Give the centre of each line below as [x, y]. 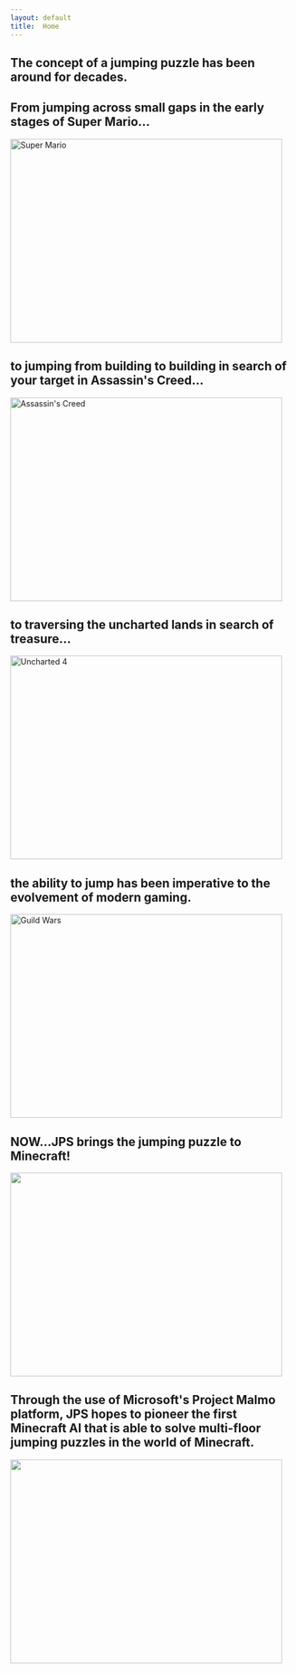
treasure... [41, 639]
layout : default [41, 18]
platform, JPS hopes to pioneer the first [124, 1415]
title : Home [35, 26]
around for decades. [69, 76]
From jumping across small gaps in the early [138, 108]
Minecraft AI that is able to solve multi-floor [136, 1428]
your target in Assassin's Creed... [107, 381]
